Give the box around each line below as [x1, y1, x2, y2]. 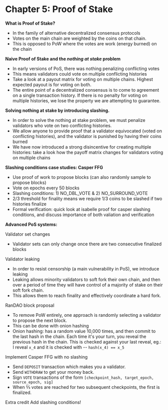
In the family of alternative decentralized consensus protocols [12, 30, 140, 36]
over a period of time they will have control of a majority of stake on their [12, 282, 163, 288]
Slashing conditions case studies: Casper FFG [5, 164, 103, 170]
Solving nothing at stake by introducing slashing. [5, 107, 110, 113]
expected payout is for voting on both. [12, 82, 92, 88]
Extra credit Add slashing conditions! [5, 399, 81, 405]
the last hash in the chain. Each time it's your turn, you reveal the [12, 333, 146, 339]
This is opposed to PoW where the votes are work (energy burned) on [12, 40, 157, 46]
